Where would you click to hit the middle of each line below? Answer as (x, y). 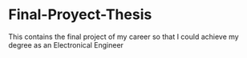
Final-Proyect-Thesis (80, 15)
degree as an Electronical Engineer (66, 44)
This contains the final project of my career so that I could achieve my (123, 37)
